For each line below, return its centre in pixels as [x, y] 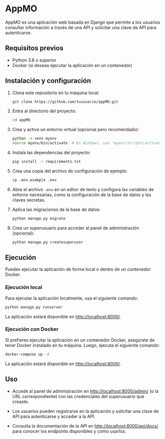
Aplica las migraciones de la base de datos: [56, 209]
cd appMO [21, 120]
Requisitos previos [34, 48]
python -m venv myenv [34, 138]
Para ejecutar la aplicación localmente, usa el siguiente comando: [72, 298]
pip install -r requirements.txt [47, 162]
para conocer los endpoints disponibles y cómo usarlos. [69, 431]
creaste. [21, 402]
